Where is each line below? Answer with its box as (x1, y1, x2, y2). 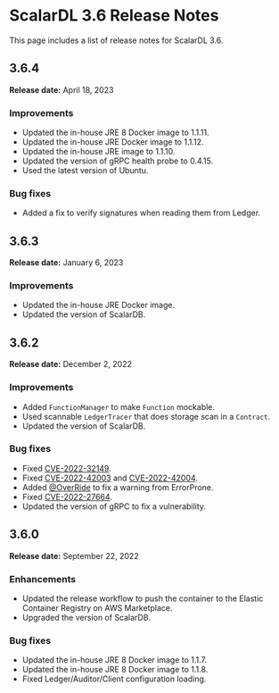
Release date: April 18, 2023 (9, 84, 114, 95)
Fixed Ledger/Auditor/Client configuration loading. (21, 673, 207, 684)
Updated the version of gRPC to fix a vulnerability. (21, 501, 207, 512)
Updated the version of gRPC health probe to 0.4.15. (21, 155, 214, 166)
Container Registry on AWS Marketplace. (21, 602, 173, 613)
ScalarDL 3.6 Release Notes (9, 5, 219, 26)
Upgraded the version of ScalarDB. (21, 612, 152, 622)
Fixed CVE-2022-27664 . (21, 491, 113, 502)
